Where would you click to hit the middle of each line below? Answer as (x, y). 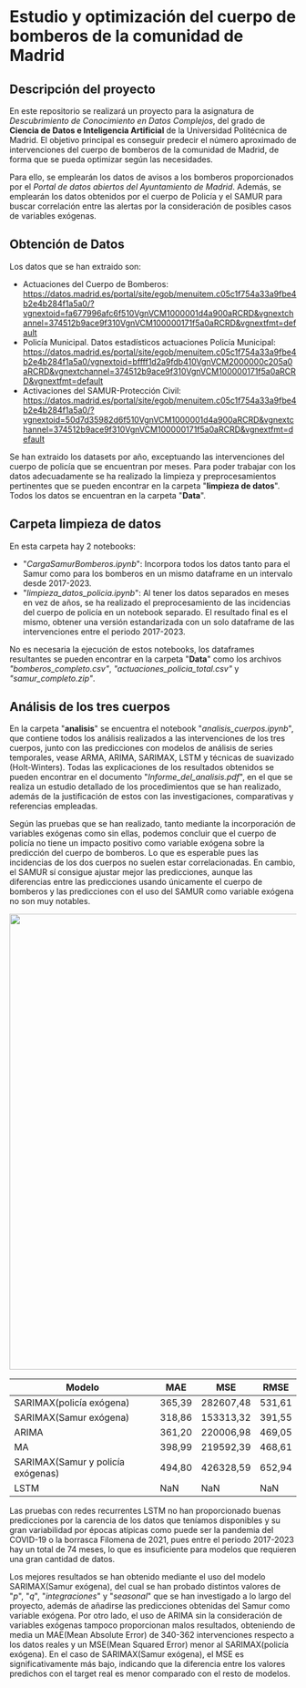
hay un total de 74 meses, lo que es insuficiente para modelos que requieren (153, 1549)
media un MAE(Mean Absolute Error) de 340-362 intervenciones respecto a (152, 1635)
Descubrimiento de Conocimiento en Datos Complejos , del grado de (138, 121)
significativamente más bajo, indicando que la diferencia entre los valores (148, 1664)
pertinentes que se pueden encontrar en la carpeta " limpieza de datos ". (145, 486)
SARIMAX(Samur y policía (70, 1462)
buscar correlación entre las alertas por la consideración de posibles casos (150, 206)
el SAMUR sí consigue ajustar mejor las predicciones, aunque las (131, 872)
